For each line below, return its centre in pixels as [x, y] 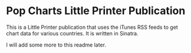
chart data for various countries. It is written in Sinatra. [72, 33]
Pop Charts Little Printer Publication [96, 11]
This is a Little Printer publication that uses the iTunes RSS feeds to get [92, 27]
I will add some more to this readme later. [56, 45]
